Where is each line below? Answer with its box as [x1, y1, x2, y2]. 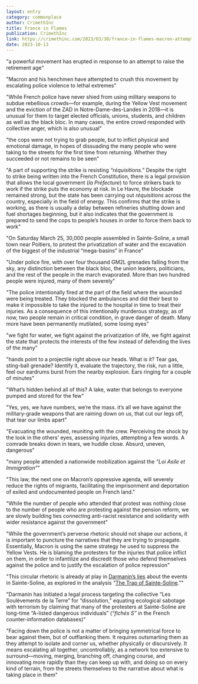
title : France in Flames [6, 25, 67, 31]
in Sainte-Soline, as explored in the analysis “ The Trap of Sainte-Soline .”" [6, 579, 184, 586]
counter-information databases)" [6, 615, 86, 623]
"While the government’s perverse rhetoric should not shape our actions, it [6, 530, 187, 537]
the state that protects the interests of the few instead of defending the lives [6, 338, 191, 345]
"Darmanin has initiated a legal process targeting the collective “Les [6, 591, 171, 598]
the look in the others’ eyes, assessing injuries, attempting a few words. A [6, 434, 185, 441]
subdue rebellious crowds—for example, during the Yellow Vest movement [6, 99, 187, 106]
